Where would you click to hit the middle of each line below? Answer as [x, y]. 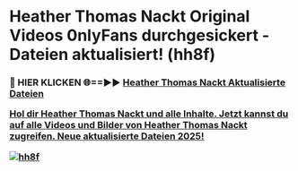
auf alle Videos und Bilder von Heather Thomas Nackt [129, 125]
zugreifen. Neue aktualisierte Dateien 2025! [107, 136]
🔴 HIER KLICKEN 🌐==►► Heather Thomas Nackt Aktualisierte [147, 82]
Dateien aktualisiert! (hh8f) [113, 55]
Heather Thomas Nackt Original [130, 17]
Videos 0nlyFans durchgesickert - [140, 35]
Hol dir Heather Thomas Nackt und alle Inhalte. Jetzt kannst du [149, 114]
